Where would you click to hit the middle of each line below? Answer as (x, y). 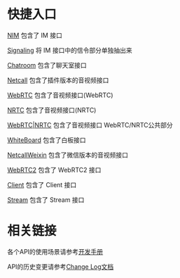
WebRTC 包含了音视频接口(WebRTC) (60, 95)
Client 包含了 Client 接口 (42, 184)
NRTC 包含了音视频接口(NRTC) (52, 110)
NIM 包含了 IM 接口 (35, 35)
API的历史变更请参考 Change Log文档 (61, 266)
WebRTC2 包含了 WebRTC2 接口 (54, 170)
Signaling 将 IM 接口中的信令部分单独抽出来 (70, 50)
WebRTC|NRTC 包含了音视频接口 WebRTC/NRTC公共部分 (90, 125)
